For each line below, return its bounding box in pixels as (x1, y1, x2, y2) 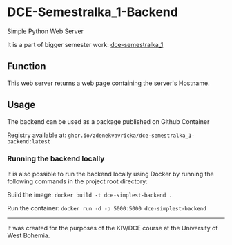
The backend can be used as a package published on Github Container (7, 117, 210, 125)
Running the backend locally (7, 154, 105, 163)
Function (7, 60, 46, 73)
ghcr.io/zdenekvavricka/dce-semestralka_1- (68, 132, 195, 139)
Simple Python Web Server (7, 27, 84, 35)
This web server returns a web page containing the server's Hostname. (7, 79, 210, 87)
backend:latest (7, 138, 51, 145)
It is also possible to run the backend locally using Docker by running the (7, 170, 214, 178)
